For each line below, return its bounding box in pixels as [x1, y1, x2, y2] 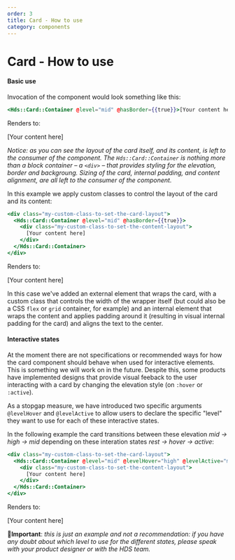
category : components [7, 23, 71, 30]
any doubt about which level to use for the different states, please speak [7, 538, 217, 546]
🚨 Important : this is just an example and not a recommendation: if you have [7, 530, 225, 538]
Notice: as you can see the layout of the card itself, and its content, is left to [7, 146, 226, 154]
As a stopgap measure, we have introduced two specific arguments [7, 401, 202, 410]
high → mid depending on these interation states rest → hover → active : [7, 437, 215, 446]
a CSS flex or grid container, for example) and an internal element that [7, 304, 212, 313]
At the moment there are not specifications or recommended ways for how [7, 350, 222, 359]
